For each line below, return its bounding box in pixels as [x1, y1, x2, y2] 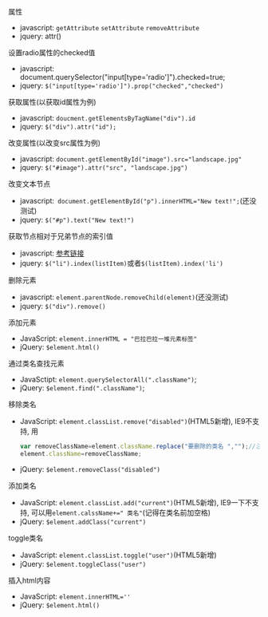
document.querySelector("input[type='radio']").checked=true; [19, 73, 226, 81]
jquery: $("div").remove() [19, 302, 106, 310]
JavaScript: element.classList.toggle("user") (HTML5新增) [19, 550, 217, 560]
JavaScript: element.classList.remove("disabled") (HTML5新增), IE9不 [19, 417, 253, 425]
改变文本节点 [8, 179, 50, 188]
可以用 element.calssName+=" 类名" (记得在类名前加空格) [30, 508, 211, 517]
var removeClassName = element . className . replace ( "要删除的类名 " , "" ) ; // [19, 442, 257, 450]
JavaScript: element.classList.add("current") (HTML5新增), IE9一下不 [19, 497, 253, 507]
